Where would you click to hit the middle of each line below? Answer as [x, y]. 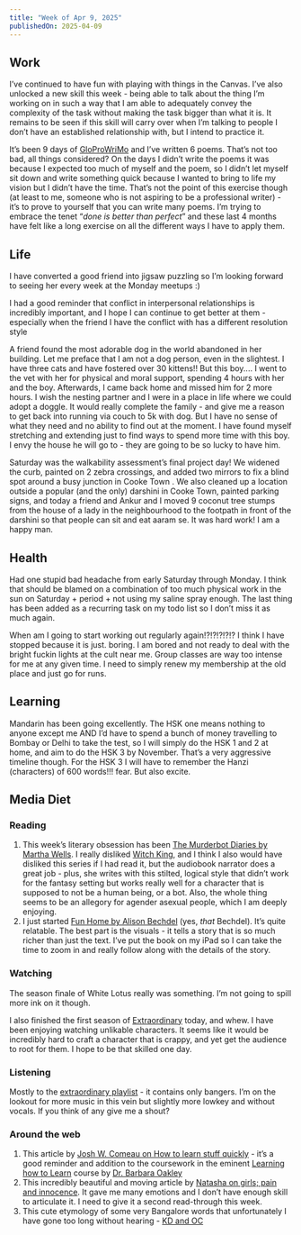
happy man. [31, 530]
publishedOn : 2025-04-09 [56, 26]
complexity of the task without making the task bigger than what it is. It [141, 113]
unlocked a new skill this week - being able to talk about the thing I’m [137, 94]
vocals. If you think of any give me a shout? [90, 1111]
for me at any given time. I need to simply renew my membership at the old [148, 664]
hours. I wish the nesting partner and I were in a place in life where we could [150, 397]
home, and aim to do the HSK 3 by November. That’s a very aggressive [140, 752]
